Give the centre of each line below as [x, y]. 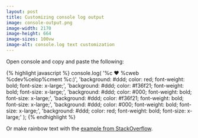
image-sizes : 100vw [30, 39]
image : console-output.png [39, 23]
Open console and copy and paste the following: [65, 61]
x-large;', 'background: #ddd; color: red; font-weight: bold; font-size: [102, 111]
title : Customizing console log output [55, 17]
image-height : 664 [29, 34]
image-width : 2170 [29, 28]
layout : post [22, 12]
